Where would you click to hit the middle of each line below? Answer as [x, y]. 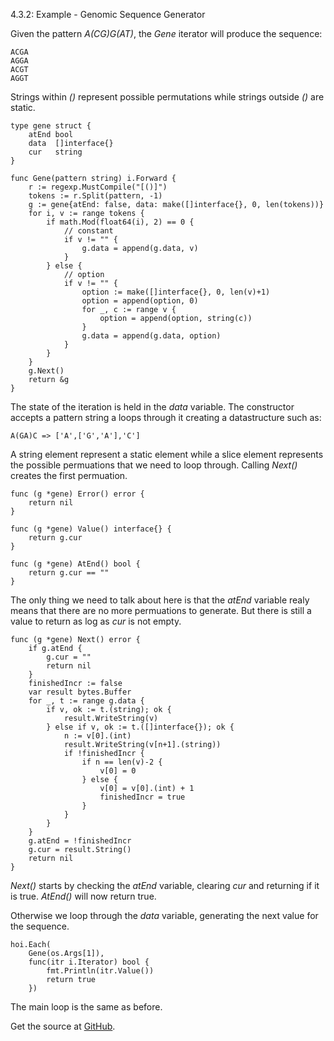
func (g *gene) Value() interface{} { [91, 529]
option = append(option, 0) [140, 301]
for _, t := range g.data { [86, 701]
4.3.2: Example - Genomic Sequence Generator [108, 14]
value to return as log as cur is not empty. [96, 621]
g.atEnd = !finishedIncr [80, 841]
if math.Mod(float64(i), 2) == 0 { [120, 222]
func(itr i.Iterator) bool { [89, 962]
